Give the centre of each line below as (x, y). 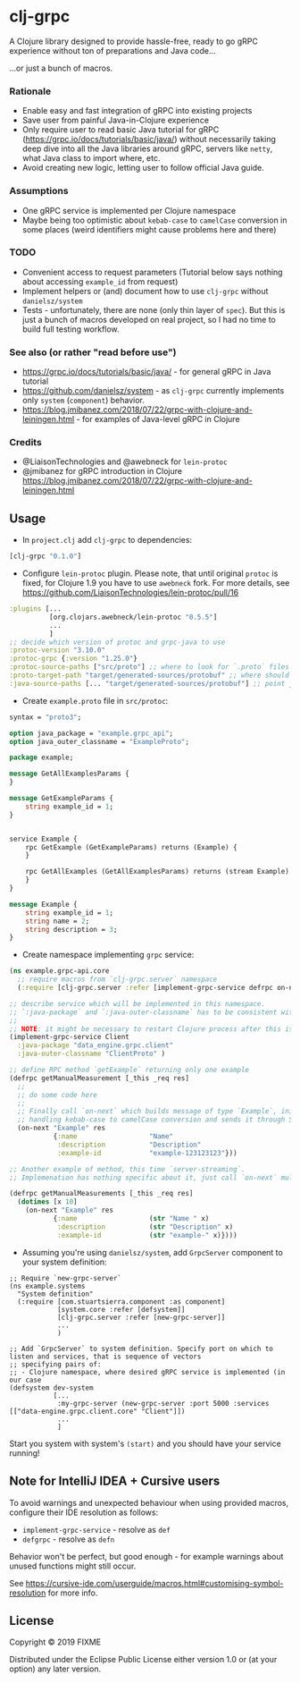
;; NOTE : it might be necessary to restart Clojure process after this (145, 1029)
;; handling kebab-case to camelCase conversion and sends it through (151, 1120)
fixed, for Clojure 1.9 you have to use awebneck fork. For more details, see (156, 583)
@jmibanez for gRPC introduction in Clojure (102, 471)
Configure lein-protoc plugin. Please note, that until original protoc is (150, 573)
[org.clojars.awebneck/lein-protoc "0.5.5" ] (133, 617)
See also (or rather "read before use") (93, 352)
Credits (25, 443)
